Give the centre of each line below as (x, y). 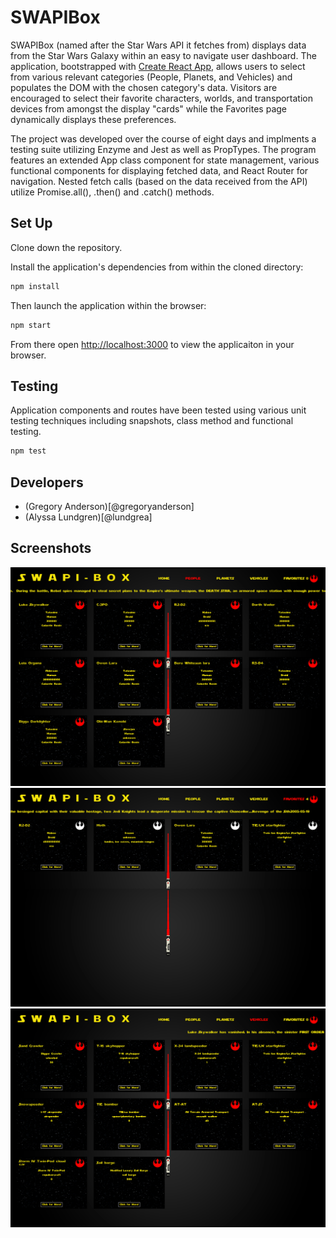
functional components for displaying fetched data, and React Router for (159, 170)
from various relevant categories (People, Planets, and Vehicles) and (151, 77)
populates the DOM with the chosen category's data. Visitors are (144, 87)
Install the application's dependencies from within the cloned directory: (157, 267)
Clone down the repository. (66, 247)
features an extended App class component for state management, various (165, 160)
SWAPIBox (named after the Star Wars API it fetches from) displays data (158, 45)
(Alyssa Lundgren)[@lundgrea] (88, 517)
